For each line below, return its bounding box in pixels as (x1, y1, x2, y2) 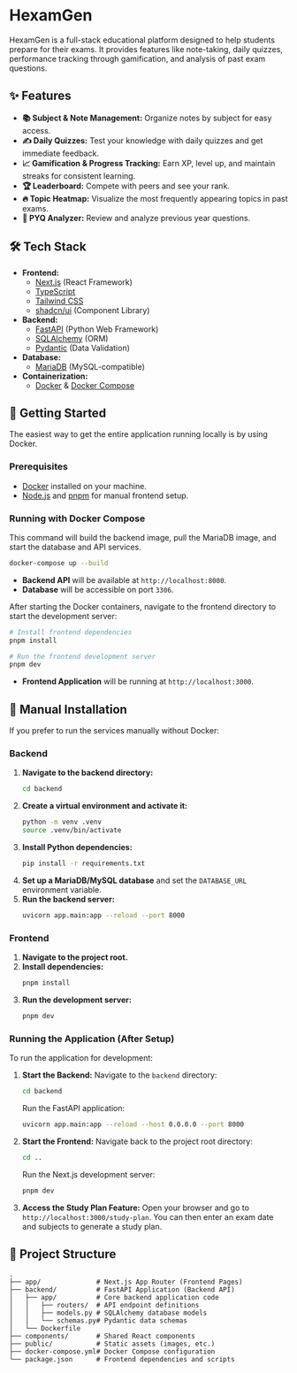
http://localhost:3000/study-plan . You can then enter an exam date (21, 1211, 274, 1222)
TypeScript (34, 286, 76, 296)
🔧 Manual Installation (9, 702, 128, 717)
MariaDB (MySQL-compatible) (34, 361, 146, 372)
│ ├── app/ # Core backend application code (9, 1293, 219, 1302)
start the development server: (9, 610, 118, 621)
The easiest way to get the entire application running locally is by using (9, 429, 268, 440)
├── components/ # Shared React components (9, 1332, 196, 1341)
